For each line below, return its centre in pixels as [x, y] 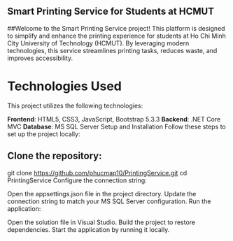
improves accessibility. [40, 58]
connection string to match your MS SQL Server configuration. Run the [109, 201]
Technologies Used [65, 86]
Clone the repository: [55, 156]
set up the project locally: [44, 134]
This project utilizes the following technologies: [75, 105]
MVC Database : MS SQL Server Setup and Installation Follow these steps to [116, 126]
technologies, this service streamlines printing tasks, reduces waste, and [112, 50]
